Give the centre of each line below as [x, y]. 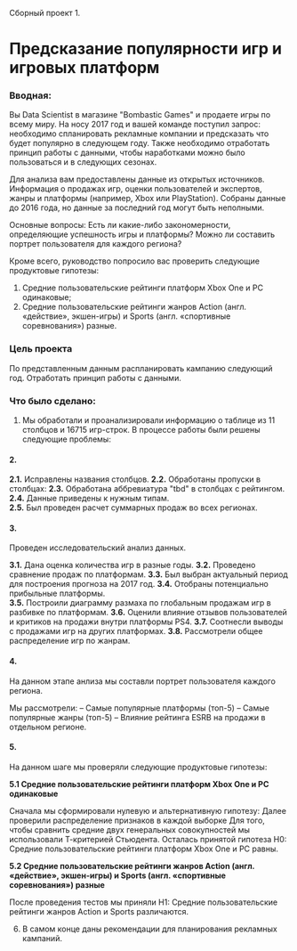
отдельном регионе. [48, 727]
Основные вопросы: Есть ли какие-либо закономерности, [120, 225]
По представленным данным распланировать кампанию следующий [141, 368]
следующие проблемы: [66, 439]
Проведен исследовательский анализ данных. [98, 548]
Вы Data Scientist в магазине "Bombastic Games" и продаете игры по [140, 115]
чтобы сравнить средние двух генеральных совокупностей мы [130, 829]
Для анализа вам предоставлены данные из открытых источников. [137, 179]
